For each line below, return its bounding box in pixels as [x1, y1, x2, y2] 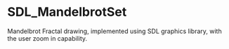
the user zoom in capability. [7, 34, 88, 42]
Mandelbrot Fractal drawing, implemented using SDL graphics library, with [7, 27, 223, 35]
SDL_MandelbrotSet [7, 4, 127, 20]
